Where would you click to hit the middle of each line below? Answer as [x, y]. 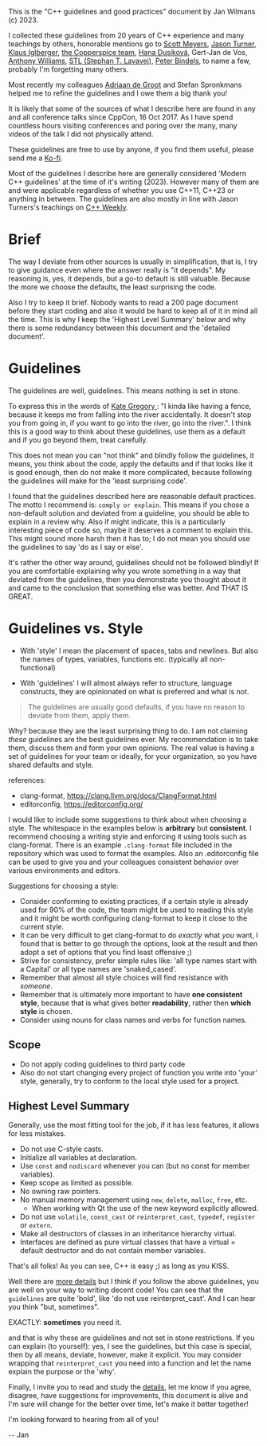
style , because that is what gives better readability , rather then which [135, 1003]
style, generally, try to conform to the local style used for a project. [130, 1081]
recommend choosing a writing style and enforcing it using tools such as [128, 836]
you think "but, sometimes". [54, 1307]
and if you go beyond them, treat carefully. [78, 440]
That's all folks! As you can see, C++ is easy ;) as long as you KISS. [119, 1266]
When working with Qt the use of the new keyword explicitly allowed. [145, 1208]
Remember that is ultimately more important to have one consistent [131, 994]
